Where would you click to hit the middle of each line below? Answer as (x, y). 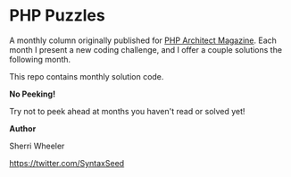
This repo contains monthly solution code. (87, 76)
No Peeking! (33, 94)
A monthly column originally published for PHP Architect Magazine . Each (143, 40)
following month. (40, 59)
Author (23, 128)
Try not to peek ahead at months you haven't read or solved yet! (127, 111)
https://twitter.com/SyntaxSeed (67, 163)
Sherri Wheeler (37, 146)
